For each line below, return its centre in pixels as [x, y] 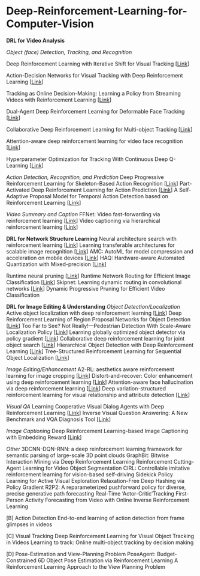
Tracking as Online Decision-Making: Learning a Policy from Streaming [93, 93]
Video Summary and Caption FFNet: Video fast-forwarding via [83, 214]
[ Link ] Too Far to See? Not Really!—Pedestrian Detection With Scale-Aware [99, 326]
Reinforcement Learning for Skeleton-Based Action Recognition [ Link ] [92, 183]
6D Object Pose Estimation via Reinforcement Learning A [108, 560]
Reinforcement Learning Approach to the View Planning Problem [86, 566]
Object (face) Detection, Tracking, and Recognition [69, 52]
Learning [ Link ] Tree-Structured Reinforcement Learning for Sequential [94, 351]
